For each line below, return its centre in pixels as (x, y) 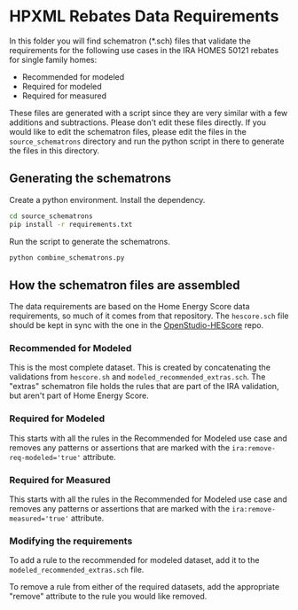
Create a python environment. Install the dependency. (107, 199)
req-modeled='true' (45, 457)
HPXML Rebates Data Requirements (144, 16)
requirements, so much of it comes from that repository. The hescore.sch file (149, 316)
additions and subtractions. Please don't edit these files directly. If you (138, 122)
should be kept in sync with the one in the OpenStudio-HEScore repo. (137, 325)
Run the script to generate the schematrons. (90, 241)
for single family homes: (53, 59)
